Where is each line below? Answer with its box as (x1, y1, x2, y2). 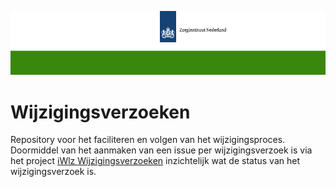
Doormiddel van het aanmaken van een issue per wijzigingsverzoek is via (10, 144, 313, 156)
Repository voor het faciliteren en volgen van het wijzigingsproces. (10, 134, 286, 146)
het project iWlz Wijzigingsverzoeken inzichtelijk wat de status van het (10, 155, 301, 167)
